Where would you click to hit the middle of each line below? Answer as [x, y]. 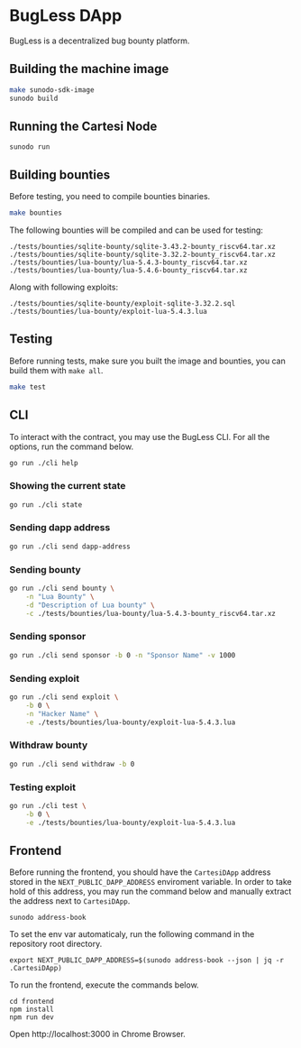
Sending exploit [44, 678]
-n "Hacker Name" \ [62, 713]
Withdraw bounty [49, 745]
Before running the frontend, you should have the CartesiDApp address [140, 872]
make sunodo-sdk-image [52, 90]
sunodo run [30, 147]
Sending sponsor [48, 637]
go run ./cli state [46, 505]
